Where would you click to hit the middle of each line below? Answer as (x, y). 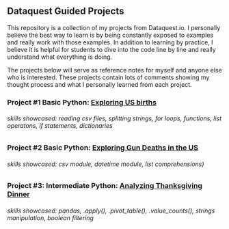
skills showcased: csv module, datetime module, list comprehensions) (106, 164)
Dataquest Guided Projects (66, 11)
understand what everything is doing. (60, 57)
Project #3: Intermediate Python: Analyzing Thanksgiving (105, 186)
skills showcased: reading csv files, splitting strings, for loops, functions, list (114, 118)
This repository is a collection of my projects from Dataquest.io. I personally (114, 27)
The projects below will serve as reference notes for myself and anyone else (114, 70)
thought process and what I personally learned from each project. (100, 84)
